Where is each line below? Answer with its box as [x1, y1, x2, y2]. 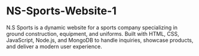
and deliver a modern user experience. [6, 43, 102, 50]
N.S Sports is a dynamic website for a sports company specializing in [6, 24, 178, 31]
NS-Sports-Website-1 [6, 4, 117, 18]
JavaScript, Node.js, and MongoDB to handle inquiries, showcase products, [6, 36, 194, 43]
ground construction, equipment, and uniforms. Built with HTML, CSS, [6, 30, 179, 37]
